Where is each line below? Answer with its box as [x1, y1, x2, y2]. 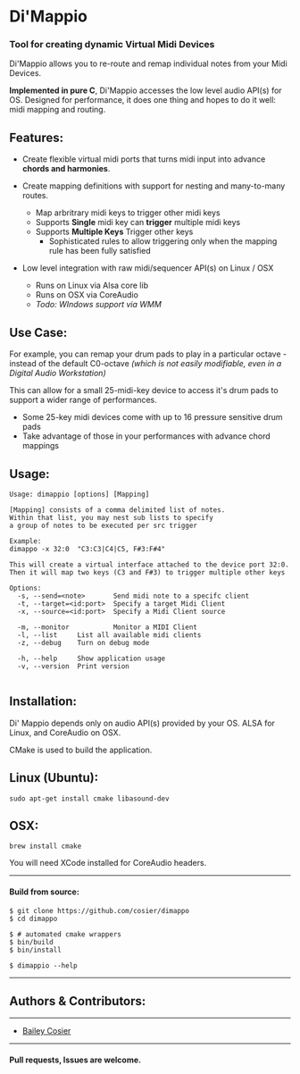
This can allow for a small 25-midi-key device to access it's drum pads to [9, 385, 279, 396]
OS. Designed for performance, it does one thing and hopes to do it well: [9, 95, 277, 105]
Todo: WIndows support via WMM [35, 299, 162, 310]
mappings [21, 441, 60, 451]
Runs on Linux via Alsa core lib [35, 280, 149, 291]
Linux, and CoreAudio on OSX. [9, 726, 121, 738]
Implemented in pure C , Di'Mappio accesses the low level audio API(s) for [9, 85, 283, 96]
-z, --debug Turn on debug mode [17, 638, 150, 647]
